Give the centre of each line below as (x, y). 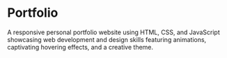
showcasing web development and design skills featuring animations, (107, 39)
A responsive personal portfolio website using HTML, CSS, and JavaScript (114, 32)
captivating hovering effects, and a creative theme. (80, 47)
